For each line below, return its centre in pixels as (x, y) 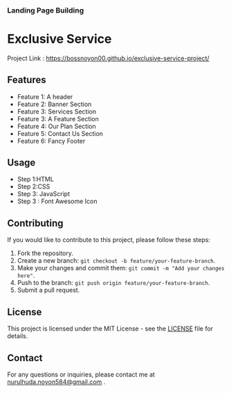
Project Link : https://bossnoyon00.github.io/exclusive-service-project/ (108, 58)
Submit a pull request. (48, 290)
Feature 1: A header (45, 96)
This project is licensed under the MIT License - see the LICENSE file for (110, 329)
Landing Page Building (46, 10)
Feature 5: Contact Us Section (60, 133)
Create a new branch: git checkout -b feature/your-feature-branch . (116, 261)
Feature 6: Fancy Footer (51, 141)
